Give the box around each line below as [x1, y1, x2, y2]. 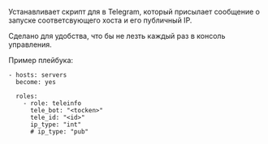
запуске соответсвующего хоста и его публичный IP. [8, 15, 192, 25]
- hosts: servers [8, 71, 67, 79]
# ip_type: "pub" [29, 128, 89, 136]
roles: [15, 92, 38, 100]
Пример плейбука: [8, 56, 74, 65]
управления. [8, 40, 53, 49]
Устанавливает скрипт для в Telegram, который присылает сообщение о [8, 7, 260, 16]
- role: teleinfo [23, 100, 82, 108]
